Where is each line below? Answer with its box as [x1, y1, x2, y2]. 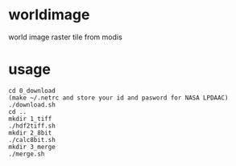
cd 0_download [8, 87, 56, 95]
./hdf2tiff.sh [8, 122, 56, 130]
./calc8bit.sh [8, 136, 56, 144]
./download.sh [8, 100, 56, 109]
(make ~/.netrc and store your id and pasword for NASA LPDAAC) [8, 94, 229, 102]
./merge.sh [8, 150, 45, 158]
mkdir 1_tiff [8, 115, 52, 123]
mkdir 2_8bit [8, 128, 52, 137]
